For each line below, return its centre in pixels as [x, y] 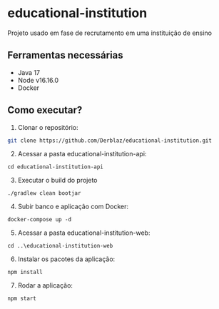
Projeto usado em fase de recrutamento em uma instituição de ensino [110, 33]
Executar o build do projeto [57, 181]
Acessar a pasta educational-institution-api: [82, 154]
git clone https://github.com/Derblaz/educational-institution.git [110, 141]
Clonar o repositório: [48, 127]
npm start [22, 299]
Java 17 [29, 72]
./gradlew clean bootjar [44, 193]
